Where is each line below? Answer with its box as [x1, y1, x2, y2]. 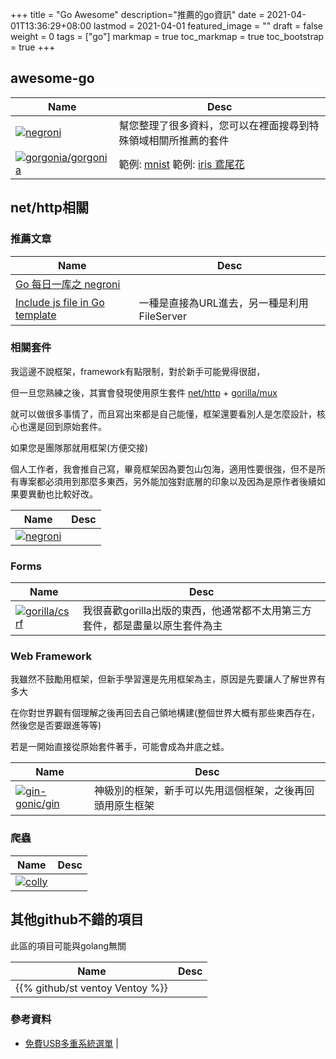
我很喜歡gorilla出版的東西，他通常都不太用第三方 [82, 604, 312, 618]
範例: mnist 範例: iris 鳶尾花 [118, 157, 245, 171]
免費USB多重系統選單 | [24, 1037, 119, 1049]
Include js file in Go [15, 295, 105, 309]
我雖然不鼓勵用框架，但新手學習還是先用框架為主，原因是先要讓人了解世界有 [10, 673, 326, 685]
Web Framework [10, 649, 92, 663]
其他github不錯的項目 [10, 911, 145, 928]
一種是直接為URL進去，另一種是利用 [138, 296, 309, 310]
